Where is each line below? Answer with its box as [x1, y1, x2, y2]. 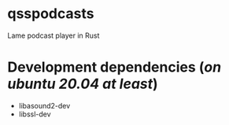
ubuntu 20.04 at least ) [7, 75, 158, 93]
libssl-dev [18, 109, 52, 119]
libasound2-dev [18, 101, 71, 110]
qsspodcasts [7, 5, 94, 23]
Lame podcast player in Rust [7, 31, 100, 40]
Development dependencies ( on [7, 58, 222, 76]
